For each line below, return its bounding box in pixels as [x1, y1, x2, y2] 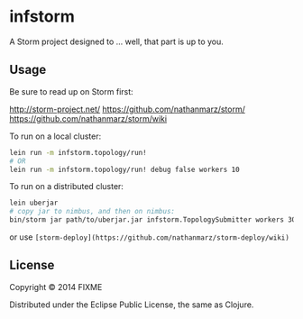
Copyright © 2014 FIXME [9, 281, 103, 292]
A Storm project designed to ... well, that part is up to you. [9, 36, 224, 47]
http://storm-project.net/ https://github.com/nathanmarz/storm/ [9, 104, 245, 114]
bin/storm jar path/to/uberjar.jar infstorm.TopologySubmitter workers [9, 215, 284, 224]
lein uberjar [9, 198, 59, 208]
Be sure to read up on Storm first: [9, 86, 133, 96]
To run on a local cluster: [9, 131, 102, 141]
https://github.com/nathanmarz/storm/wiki [9, 113, 168, 123]
